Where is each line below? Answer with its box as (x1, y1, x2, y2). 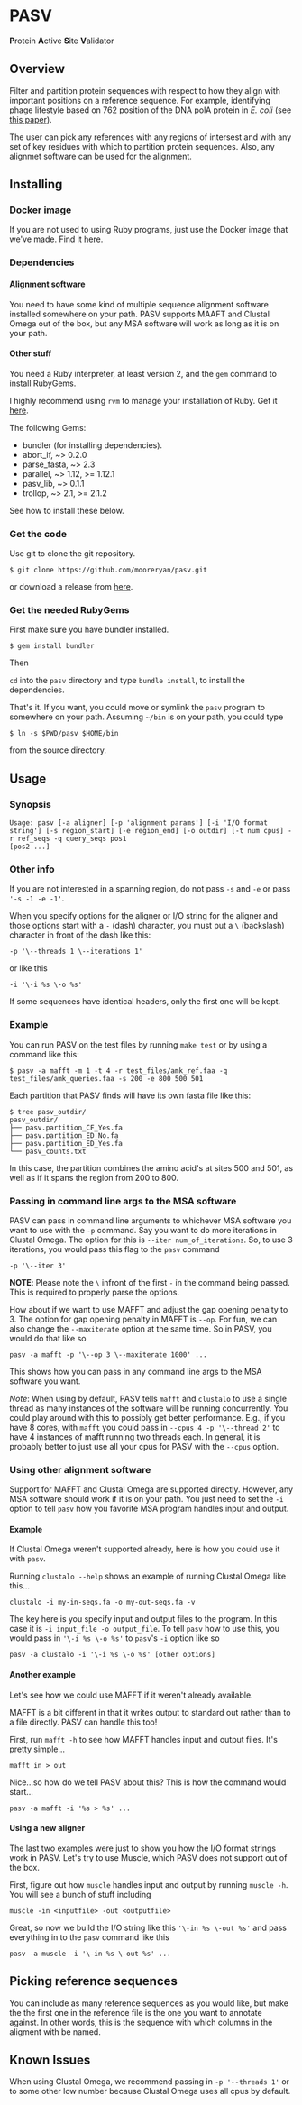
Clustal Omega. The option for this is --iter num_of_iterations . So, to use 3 (9, 1234, 293, 1245)
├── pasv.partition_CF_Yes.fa (9, 1123, 124, 1132)
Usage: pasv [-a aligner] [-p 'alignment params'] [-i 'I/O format (9, 819, 269, 828)
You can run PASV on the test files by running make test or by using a (9, 1039, 268, 1050)
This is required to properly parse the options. (9, 1286, 180, 1297)
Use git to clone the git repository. (9, 548, 136, 559)
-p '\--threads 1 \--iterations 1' (9, 947, 143, 956)
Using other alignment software (9, 1463, 151, 1476)
